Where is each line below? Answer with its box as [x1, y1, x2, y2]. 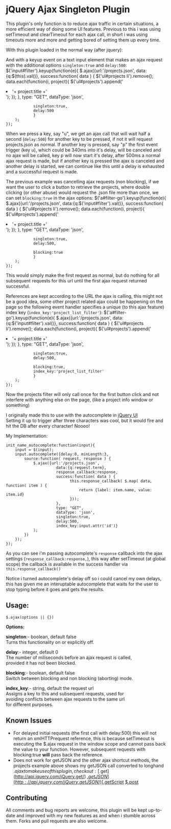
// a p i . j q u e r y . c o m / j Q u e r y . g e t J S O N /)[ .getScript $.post [28, 779, 139, 785]
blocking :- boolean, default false [6, 669, 76, 676]
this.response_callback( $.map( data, [69, 478, 153, 484]
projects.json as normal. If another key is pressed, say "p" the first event [6, 141, 158, 147]
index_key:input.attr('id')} [56, 523, 118, 528]
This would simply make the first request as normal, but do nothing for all [6, 272, 160, 278]
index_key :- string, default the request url [6, 685, 94, 691]
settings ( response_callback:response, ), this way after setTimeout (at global [6, 555, 166, 561]
